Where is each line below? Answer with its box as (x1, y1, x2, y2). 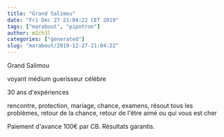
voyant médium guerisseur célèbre (7, 75, 106, 83)
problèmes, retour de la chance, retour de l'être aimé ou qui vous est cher (7, 109, 218, 117)
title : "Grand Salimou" (7, 10, 76, 17)
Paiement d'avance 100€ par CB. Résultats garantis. (7, 122, 156, 130)
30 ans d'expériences (7, 88, 69, 96)
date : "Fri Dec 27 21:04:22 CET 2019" (7, 17, 119, 24)
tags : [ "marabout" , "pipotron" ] (7, 23, 100, 30)
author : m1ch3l (7, 29, 51, 37)
